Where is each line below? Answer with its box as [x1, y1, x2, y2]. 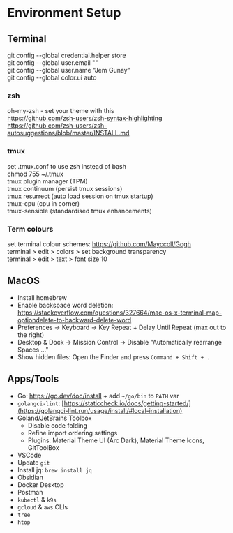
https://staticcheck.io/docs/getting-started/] [63, 399, 192, 407]
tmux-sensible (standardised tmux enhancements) [7, 207, 152, 215]
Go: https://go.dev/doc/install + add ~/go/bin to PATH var [17, 391, 179, 400]
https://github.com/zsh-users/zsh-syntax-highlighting [7, 114, 163, 123]
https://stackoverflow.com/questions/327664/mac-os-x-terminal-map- [17, 308, 222, 317]
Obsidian [17, 473, 43, 481]
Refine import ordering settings [27, 428, 118, 437]
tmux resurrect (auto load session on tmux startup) [7, 192, 153, 200]
